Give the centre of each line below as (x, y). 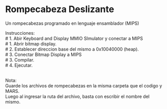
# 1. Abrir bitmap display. (31, 43)
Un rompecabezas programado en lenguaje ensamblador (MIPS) (72, 23)
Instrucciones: (20, 33)
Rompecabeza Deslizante (60, 9)
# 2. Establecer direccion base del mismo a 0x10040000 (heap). (72, 49)
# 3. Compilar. (20, 60)
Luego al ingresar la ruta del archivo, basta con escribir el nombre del (77, 96)
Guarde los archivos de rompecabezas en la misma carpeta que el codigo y (84, 86)
